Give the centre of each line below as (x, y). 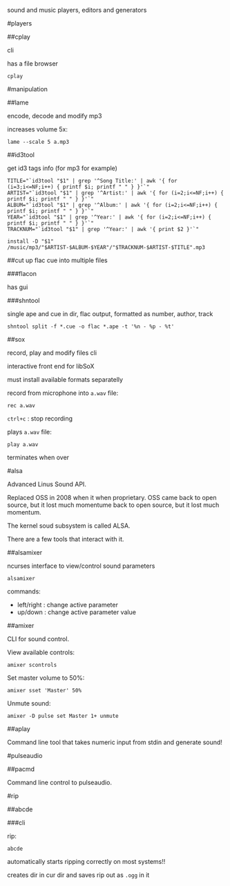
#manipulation (28, 89)
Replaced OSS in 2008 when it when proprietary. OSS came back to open (112, 498)
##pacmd (21, 769)
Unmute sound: (29, 703)
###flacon (22, 274)
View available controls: (41, 652)
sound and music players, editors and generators (77, 10)
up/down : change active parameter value (77, 612)
